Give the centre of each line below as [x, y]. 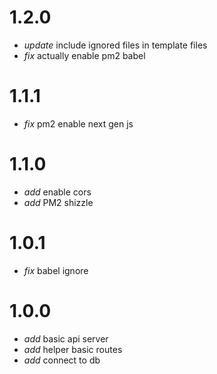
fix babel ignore [56, 270]
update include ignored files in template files [115, 45]
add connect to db [62, 360]
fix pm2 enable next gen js [78, 123]
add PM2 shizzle [58, 202]
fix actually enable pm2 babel [84, 55]
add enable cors [57, 192]
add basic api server [66, 338]
